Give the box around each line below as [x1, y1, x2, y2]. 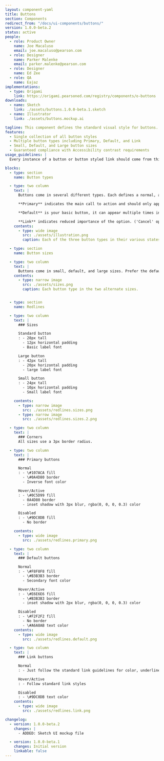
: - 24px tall [18, 381, 47, 386]
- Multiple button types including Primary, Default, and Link [9, 139, 141, 144]
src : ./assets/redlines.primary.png [22, 538, 97, 543]
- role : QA [9, 75, 32, 80]
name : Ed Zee [14, 71, 41, 76]
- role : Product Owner [9, 39, 56, 44]
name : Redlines [14, 304, 45, 309]
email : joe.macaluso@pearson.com [14, 48, 82, 53]
